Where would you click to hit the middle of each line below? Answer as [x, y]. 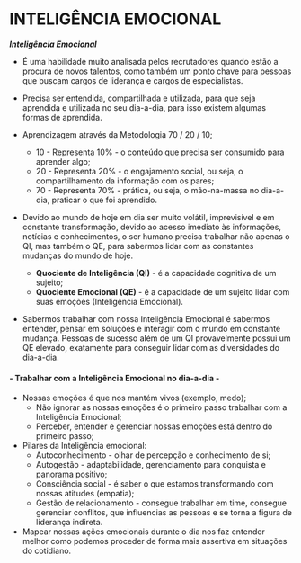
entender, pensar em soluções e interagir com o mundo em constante [151, 328]
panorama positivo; [71, 474]
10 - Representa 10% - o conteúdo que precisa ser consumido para [160, 152]
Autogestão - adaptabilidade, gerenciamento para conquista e [151, 465]
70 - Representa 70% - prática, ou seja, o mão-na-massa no [147, 190]
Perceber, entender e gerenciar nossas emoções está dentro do [154, 426]
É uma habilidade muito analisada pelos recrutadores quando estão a [150, 61]
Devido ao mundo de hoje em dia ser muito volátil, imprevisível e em [148, 217]
